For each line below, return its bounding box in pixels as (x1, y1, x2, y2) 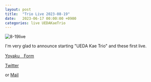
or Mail (5, 72, 19, 78)
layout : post (5, 7, 31, 12)
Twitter (5, 63, 19, 68)
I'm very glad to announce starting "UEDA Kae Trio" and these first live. (5, 43, 147, 49)
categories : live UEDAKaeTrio (5, 20, 66, 26)
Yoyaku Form (5, 53, 35, 59)
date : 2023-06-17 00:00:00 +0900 (5, 16, 77, 21)
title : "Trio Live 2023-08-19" (5, 12, 70, 16)
